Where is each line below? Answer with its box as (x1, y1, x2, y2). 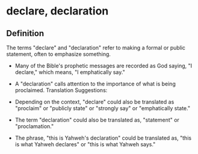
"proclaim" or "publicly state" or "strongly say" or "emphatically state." (14, 105, 191, 112)
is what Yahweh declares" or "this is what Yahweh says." (14, 141, 156, 148)
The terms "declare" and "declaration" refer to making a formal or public (6, 44, 185, 51)
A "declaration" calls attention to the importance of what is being (14, 80, 176, 87)
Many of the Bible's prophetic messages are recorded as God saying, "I (14, 62, 193, 69)
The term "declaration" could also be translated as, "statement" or (14, 116, 179, 123)
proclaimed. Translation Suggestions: (14, 87, 108, 94)
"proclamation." (14, 123, 54, 130)
